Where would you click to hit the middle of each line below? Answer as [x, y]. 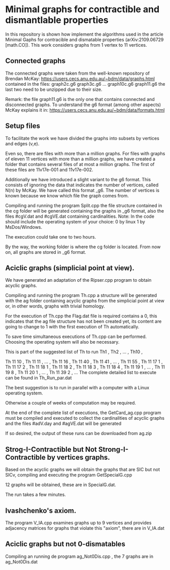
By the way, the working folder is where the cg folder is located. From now [83, 247]
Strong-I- [113, 449]
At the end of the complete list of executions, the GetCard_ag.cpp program [83, 413]
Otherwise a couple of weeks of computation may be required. [71, 403]
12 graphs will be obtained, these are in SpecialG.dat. [61, 485]
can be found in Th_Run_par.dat [39, 378]
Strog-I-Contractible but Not [51, 449]
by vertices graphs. [78, 457]
